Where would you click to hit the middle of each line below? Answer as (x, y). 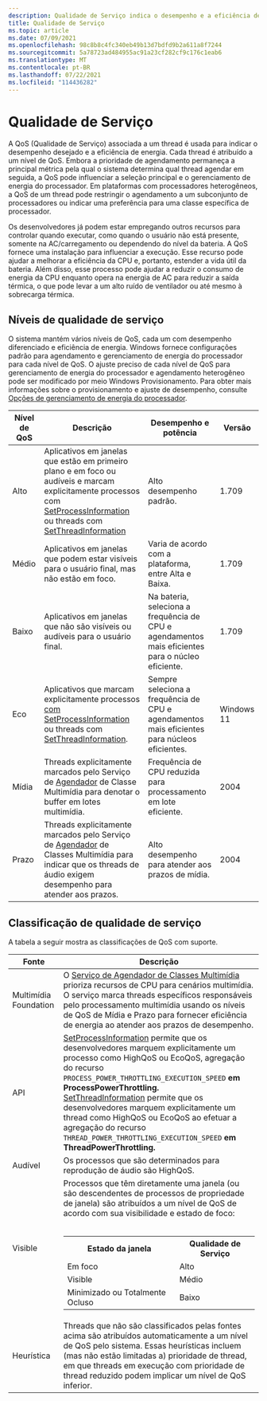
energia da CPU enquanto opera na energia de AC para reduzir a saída (124, 278)
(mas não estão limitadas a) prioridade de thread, (155, 1356)
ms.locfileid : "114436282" (53, 82)
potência (180, 433)
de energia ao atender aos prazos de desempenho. (159, 1025)
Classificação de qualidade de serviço (105, 922)
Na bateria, (168, 597)
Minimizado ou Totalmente (117, 1293)
